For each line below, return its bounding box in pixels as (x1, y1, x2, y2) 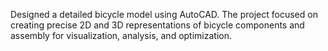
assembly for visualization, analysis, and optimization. (10, 30, 233, 41)
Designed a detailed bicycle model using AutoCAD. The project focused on (10, 9, 318, 20)
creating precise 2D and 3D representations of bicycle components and (10, 19, 305, 31)
